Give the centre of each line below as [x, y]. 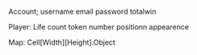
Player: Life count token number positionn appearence [99, 27]
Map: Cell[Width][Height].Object [62, 42]
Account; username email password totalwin [82, 12]
